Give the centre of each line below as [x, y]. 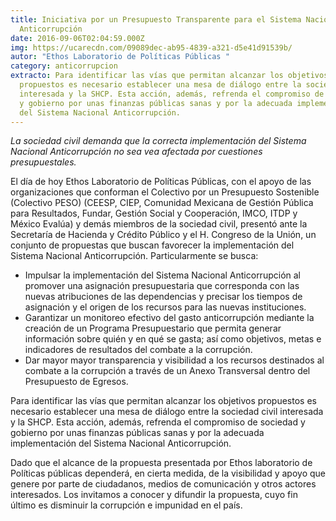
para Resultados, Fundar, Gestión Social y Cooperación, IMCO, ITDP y [154, 213]
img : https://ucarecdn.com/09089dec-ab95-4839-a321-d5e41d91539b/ [151, 47]
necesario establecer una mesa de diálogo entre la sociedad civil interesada [167, 412]
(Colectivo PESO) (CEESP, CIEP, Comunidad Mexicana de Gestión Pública [162, 203]
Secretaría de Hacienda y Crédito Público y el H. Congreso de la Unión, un [163, 235]
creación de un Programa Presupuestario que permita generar [153, 328]
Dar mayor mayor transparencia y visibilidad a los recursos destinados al [174, 360]
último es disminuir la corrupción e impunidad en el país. [126, 505]
